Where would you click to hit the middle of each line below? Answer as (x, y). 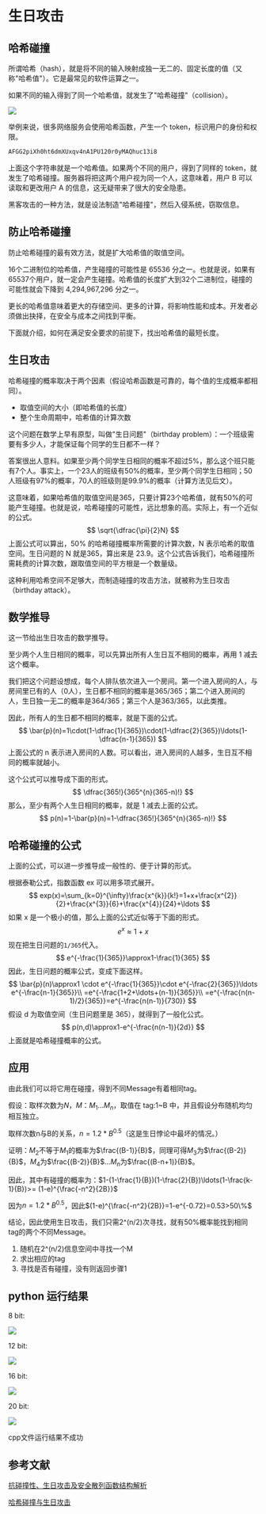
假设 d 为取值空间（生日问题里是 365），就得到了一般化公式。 (108, 1014)
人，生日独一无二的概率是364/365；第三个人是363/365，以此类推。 (120, 701)
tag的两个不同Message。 (49, 1232)
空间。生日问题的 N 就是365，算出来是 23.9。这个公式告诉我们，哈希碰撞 (128, 553)
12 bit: (18, 1346)
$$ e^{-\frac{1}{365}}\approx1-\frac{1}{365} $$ (133, 957)
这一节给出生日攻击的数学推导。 (60, 637)
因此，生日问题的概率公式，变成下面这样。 (78, 971)
